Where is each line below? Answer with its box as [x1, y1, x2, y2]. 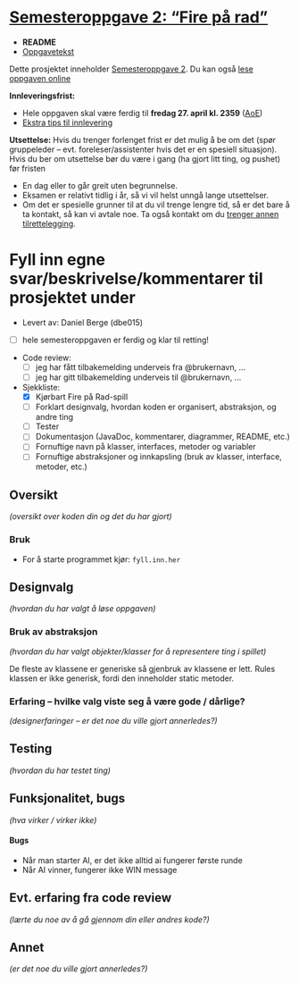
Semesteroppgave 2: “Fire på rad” [9, 7, 269, 28]
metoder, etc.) [35, 461, 87, 472]
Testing [9, 741, 53, 757]
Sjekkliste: [21, 382, 61, 393]
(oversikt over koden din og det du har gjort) [9, 511, 172, 522]
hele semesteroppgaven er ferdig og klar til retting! [21, 334, 210, 345]
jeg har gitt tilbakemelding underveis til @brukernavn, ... [35, 372, 242, 382]
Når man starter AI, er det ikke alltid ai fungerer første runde [21, 854, 243, 865]
